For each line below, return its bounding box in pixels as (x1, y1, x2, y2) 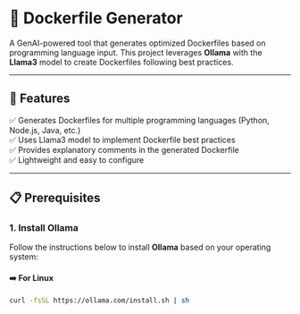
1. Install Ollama (9, 222, 79, 234)
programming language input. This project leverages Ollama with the (9, 47, 262, 57)
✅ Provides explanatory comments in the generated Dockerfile (9, 144, 239, 155)
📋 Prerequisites (9, 191, 101, 206)
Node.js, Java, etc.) (9, 124, 81, 135)
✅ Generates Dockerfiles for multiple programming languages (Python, (9, 115, 270, 125)
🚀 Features (9, 91, 71, 106)
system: (9, 251, 38, 262)
